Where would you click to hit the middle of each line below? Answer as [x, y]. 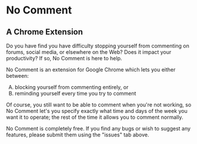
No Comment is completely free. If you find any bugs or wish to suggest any [98, 128]
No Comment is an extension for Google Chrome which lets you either [91, 70]
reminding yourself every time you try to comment [75, 93]
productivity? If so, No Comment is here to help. [64, 58]
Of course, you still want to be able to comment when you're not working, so [99, 105]
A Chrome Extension [45, 32]
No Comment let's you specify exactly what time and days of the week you [97, 111]
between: [18, 76]
